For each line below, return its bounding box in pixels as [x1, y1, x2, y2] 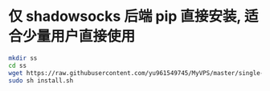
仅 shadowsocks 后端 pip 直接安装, [8, 7, 241, 26]
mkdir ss [8, 53, 38, 62]
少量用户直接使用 [22, 27, 136, 45]
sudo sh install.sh [8, 77, 74, 85]
